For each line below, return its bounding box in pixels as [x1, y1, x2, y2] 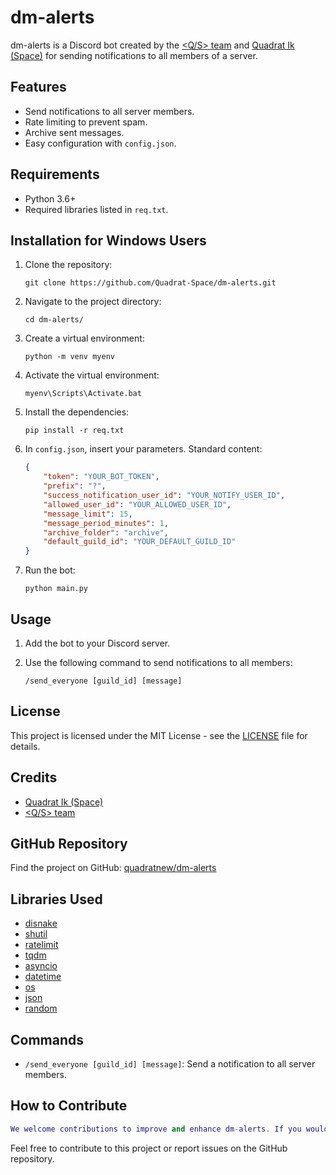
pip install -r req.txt [24, 426, 125, 436]
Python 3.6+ [24, 192, 77, 205]
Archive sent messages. [24, 126, 125, 138]
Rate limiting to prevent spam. [24, 116, 148, 128]
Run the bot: [24, 564, 76, 576]
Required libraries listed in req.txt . [24, 203, 169, 215]
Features [10, 79, 67, 96]
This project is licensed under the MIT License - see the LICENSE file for [10, 729, 308, 741]
